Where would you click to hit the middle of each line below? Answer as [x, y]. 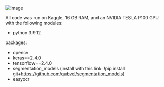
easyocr [21, 79]
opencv [21, 52]
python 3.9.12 [27, 33]
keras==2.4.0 [27, 58]
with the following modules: [34, 23]
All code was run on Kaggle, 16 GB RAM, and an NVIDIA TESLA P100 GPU [82, 17]
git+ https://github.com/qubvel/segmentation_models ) [69, 74]
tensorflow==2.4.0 [32, 63]
